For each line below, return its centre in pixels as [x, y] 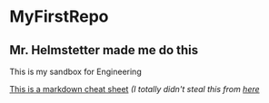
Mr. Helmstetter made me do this [104, 50]
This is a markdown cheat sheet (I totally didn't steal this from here [135, 89]
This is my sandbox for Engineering [76, 71]
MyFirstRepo [59, 17]
